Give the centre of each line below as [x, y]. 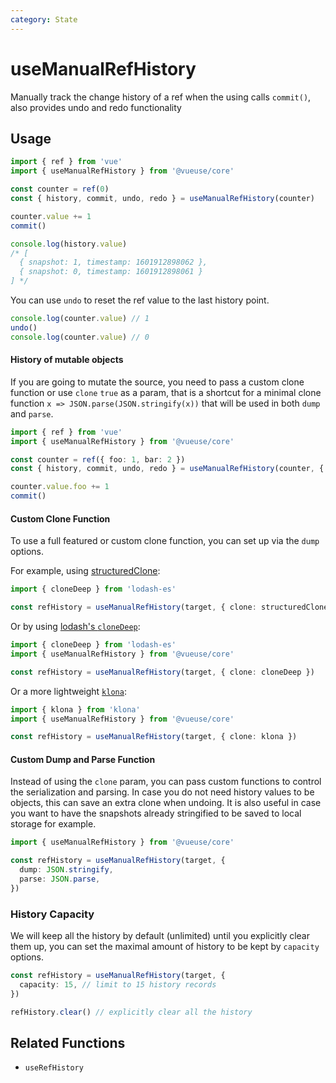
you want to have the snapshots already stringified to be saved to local [156, 813]
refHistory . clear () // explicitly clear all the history [131, 1012]
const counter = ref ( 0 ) [60, 189]
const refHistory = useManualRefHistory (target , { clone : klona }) [154, 737]
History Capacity [52, 914]
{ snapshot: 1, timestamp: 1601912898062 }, [113, 262]
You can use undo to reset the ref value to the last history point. [140, 300]
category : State [44, 19]
